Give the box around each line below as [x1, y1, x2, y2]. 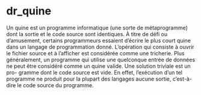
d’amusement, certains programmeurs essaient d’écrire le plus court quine [6, 37, 191, 44]
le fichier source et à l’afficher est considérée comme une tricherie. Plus [6, 49, 185, 57]
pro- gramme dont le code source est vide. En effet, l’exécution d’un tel [6, 69, 182, 76]
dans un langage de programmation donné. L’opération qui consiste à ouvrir [6, 43, 194, 51]
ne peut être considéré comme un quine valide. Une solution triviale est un [6, 62, 191, 70]
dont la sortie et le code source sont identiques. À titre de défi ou [6, 30, 167, 37]
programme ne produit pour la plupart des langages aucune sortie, [6, 75, 172, 82]
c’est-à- [172, 75, 193, 82]
